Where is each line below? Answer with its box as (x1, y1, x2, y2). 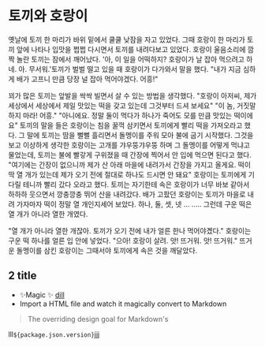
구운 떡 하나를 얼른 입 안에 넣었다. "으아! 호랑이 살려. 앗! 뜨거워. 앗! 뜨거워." (8, 236, 238, 245)
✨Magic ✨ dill (19, 289, 65, 300)
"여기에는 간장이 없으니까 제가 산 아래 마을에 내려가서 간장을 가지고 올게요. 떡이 (8, 159, 251, 170)
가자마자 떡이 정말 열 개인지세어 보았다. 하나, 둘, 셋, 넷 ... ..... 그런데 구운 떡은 (16, 199, 252, 209)
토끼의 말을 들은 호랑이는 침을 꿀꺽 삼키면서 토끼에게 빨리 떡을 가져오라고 (19, 120, 243, 130)
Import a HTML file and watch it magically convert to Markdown (19, 299, 227, 308)
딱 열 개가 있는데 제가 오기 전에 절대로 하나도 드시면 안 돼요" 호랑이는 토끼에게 (8, 170, 247, 179)
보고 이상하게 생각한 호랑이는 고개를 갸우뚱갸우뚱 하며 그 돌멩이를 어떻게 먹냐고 (8, 140, 251, 150)
